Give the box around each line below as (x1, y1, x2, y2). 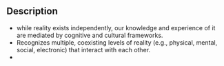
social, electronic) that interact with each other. (16, 45, 151, 54)
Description (6, 5, 58, 17)
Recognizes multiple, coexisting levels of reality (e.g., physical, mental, (16, 38, 218, 47)
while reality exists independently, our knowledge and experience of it (16, 23, 216, 32)
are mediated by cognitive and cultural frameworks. (16, 31, 163, 39)
